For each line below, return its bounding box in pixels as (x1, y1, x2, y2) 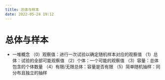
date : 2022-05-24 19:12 (5, 12, 54, 17)
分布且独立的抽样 (12, 70, 47, 76)
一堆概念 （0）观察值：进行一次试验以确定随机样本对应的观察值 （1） (12, 52, 154, 57)
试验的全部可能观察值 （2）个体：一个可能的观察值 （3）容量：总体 (21, 57, 159, 64)
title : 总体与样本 (5, 7, 40, 12)
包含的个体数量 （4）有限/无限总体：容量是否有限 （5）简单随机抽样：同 (12, 64, 161, 70)
